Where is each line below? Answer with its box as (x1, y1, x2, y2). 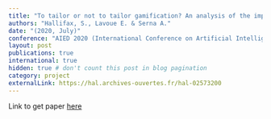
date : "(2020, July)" (8, 27, 81, 35)
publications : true (8, 49, 74, 57)
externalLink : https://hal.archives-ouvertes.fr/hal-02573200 (8, 79, 222, 87)
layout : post (8, 42, 52, 50)
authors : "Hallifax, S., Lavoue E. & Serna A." (8, 19, 172, 27)
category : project (8, 72, 70, 80)
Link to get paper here (8, 101, 82, 111)
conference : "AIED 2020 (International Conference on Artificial (8, 34, 232, 43)
